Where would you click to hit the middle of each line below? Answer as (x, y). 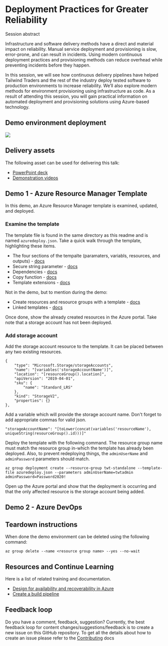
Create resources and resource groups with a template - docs (76, 302)
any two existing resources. (34, 352)
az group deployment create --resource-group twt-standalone (70, 468)
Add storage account (31, 335)
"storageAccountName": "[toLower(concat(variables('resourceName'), (78, 429)
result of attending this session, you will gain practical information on (76, 96)
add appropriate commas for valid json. (46, 420)
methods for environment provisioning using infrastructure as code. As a (80, 91)
